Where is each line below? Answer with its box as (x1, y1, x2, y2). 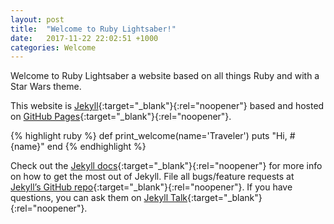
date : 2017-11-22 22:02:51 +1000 (10, 33, 159, 43)
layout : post (10, 14, 65, 25)
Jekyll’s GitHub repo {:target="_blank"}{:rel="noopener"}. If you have (10, 181, 293, 193)
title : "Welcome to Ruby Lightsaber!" (10, 24, 177, 34)
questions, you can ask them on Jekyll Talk (10, 192, 188, 204)
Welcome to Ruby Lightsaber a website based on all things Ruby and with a (10, 70, 320, 82)
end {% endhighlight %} (46, 141, 147, 153)
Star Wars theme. (10, 81, 82, 93)
